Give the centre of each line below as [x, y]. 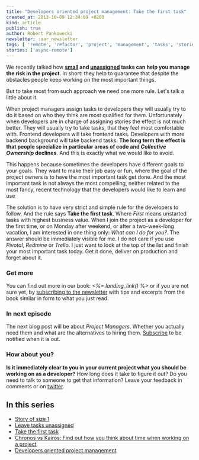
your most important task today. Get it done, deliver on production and [92, 251]
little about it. [22, 97]
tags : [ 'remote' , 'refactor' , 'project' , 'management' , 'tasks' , [90, 45]
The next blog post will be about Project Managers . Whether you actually [95, 327]
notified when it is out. [33, 339]
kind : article [24, 22]
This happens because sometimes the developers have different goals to [95, 164]
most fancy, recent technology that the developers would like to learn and [96, 189]
